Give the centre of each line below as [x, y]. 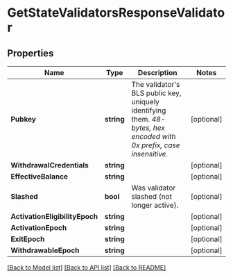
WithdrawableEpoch [45, 250]
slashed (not [152, 196]
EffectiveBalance [39, 177]
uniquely [145, 102]
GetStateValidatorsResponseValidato [116, 13]
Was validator [154, 188]
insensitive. [150, 154]
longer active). [155, 205]
